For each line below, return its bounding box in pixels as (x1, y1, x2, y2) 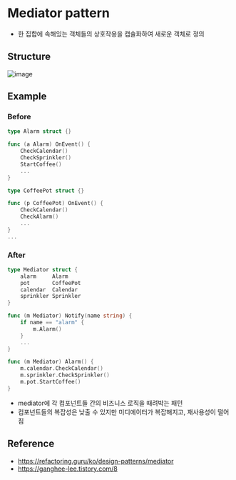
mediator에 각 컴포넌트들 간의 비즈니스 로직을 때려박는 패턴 (17, 399, 183, 407)
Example (7, 91, 47, 103)
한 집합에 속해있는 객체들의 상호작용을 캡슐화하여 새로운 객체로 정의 (17, 29, 205, 38)
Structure (7, 51, 51, 63)
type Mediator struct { (7, 266, 78, 273)
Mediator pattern (7, 5, 111, 21)
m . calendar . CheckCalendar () (20, 365, 103, 372)
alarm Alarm (20, 273, 69, 280)
